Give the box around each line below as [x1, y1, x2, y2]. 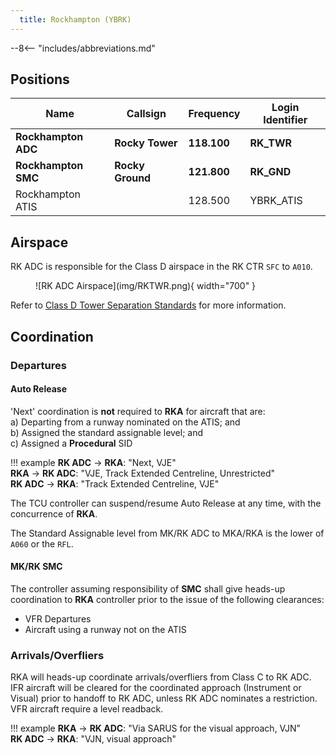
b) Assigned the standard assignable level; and [10, 426, 204, 438]
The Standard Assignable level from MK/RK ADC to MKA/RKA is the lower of [10, 527, 325, 539]
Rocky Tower [114, 136, 178, 150]
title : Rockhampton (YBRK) [19, 14, 132, 25]
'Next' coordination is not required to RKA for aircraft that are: [10, 405, 266, 417]
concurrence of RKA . [10, 507, 98, 520]
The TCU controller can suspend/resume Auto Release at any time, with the [10, 497, 322, 509]
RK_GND [249, 165, 292, 179]
